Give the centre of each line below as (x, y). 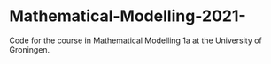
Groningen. (30, 49)
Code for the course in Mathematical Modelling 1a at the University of (136, 40)
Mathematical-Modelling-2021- (128, 16)
